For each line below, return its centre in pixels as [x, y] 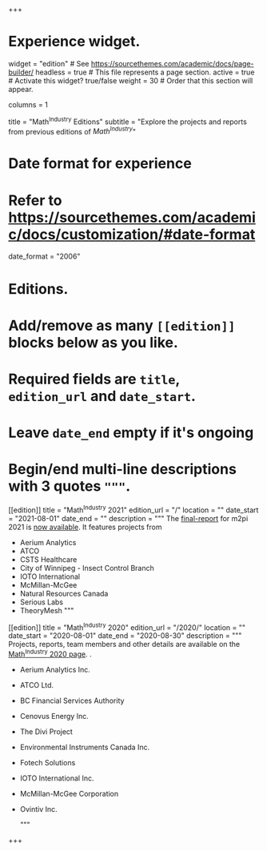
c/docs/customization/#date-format [132, 234]
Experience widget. [74, 42]
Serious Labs [42, 602]
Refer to [35, 200]
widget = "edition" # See [49, 63]
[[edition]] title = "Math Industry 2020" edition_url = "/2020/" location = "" [127, 627]
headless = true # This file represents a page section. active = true [145, 72]
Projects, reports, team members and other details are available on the [124, 644]
